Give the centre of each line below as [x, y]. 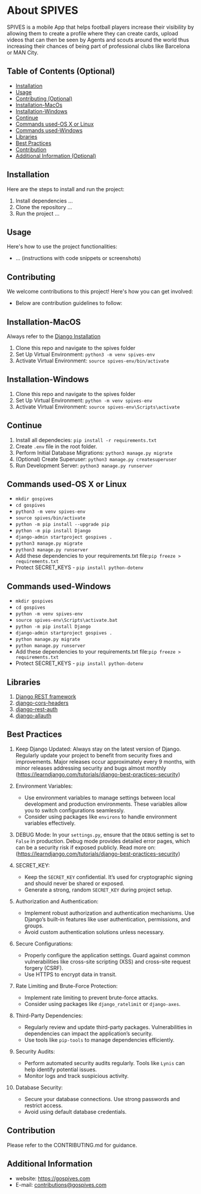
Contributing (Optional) [44, 98]
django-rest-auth [36, 709]
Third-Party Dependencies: [49, 1015]
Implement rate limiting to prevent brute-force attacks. [91, 997]
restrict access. [43, 1105]
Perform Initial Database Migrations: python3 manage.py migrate [94, 452]
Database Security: [39, 1087]
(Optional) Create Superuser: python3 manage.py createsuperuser [96, 459]
